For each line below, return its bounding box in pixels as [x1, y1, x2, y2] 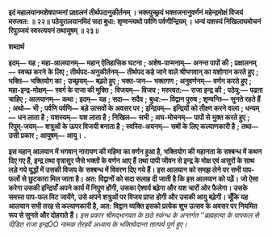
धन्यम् [245, 103, 260, 113]
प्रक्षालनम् [234, 58, 257, 68]
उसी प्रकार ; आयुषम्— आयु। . [8, 131, 86, 140]
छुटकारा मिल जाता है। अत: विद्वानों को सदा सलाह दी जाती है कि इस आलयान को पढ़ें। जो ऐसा [27, 174, 258, 183]
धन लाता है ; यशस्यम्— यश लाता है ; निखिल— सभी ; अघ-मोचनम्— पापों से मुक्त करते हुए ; [17, 113, 250, 122]
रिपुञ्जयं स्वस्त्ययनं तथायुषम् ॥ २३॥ [8, 26, 99, 35]
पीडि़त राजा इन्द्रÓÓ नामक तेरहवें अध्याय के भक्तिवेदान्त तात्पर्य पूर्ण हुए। [8, 219, 188, 229]
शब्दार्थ [8, 42, 25, 52]
